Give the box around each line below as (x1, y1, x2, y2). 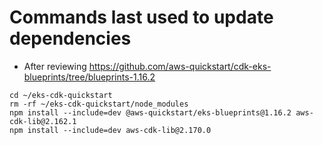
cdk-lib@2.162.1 (9, 116, 77, 126)
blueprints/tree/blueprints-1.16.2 (23, 71, 156, 83)
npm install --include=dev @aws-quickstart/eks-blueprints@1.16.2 (9, 107, 292, 118)
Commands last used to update (9, 6, 274, 29)
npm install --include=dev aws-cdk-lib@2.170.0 (9, 125, 212, 135)
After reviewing (23, 60, 87, 72)
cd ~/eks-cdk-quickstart (9, 90, 113, 100)
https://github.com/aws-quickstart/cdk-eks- (88, 60, 272, 72)
